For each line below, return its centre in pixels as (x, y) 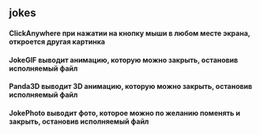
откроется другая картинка (57, 41)
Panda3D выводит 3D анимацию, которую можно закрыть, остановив (131, 86)
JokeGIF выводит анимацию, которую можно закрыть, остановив (124, 59)
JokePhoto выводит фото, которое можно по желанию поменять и (124, 113)
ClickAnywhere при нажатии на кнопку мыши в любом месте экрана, (130, 33)
